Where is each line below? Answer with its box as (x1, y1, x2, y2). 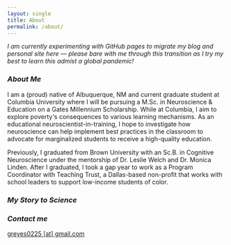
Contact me (7, 214, 48, 223)
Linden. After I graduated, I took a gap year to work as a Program (7, 163, 193, 171)
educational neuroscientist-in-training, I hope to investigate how (7, 120, 191, 128)
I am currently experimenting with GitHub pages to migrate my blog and (7, 42, 214, 51)
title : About (7, 17, 45, 24)
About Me (7, 74, 42, 84)
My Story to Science (7, 195, 77, 205)
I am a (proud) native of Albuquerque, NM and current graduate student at (7, 90, 220, 98)
